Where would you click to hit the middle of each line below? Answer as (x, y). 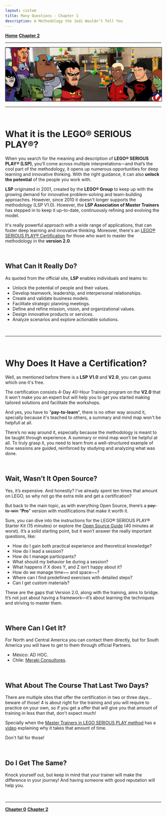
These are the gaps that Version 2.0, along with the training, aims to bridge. (82, 592)
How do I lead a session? (38, 551)
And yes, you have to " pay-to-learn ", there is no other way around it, (76, 412)
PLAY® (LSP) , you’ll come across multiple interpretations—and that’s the (79, 164)
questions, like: (21, 536)
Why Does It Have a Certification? (76, 364)
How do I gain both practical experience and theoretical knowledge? (82, 545)
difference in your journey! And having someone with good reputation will (80, 780)
